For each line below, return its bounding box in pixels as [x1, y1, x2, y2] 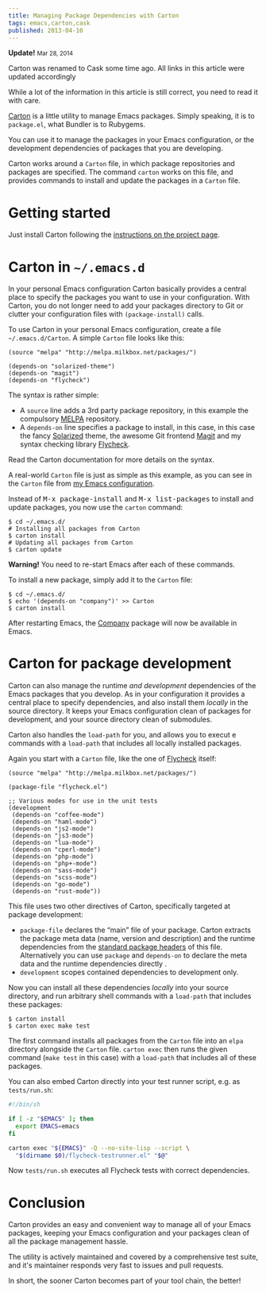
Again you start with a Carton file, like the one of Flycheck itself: [8, 754, 217, 764]
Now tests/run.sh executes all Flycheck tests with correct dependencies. [8, 1166, 250, 1175]
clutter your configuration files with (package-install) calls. [8, 309, 205, 319]
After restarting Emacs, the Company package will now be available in [8, 618, 237, 628]
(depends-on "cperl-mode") [11, 846, 102, 854]
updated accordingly [8, 72, 76, 82]
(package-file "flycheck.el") [8, 784, 109, 792]
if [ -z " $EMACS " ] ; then [8, 1115, 94, 1123]
